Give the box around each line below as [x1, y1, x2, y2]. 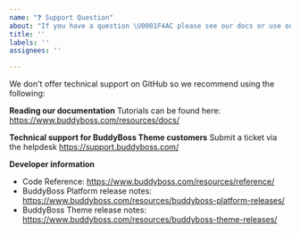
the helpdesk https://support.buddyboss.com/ [9, 142, 179, 153]
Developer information [9, 159, 96, 170]
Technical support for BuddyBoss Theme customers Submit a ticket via [9, 132, 278, 143]
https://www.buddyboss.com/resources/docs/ [9, 115, 180, 126]
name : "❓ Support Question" [9, 12, 114, 22]
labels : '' [9, 37, 50, 47]
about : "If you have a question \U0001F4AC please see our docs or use [9, 21, 281, 30]
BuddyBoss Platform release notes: [21, 186, 152, 196]
